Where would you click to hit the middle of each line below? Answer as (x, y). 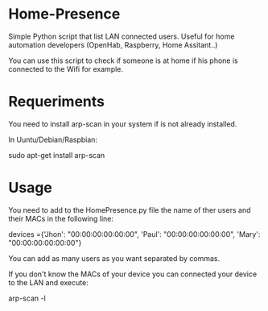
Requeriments (56, 102)
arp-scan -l (27, 298)
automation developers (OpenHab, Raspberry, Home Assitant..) (113, 44)
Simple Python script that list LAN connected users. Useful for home (122, 36)
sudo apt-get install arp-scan (57, 155)
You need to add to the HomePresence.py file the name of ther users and (130, 209)
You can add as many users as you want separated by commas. (114, 258)
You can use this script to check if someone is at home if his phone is (124, 60)
